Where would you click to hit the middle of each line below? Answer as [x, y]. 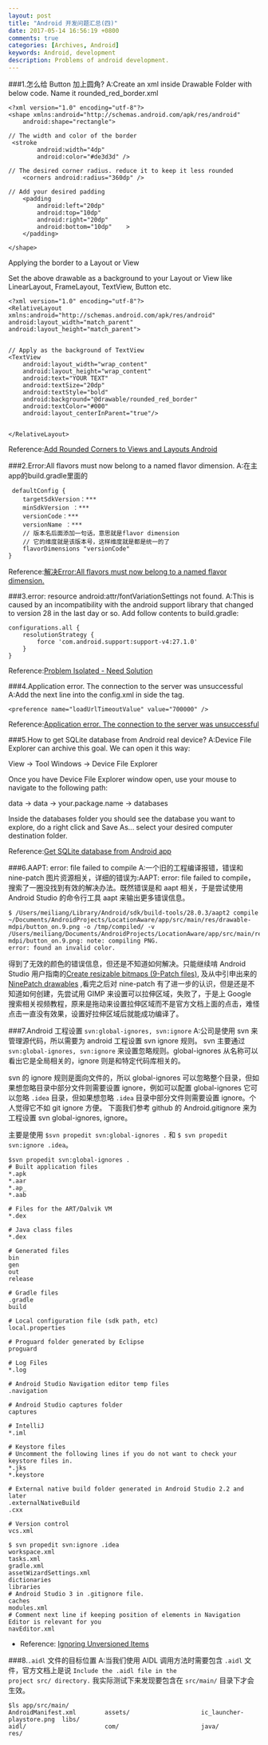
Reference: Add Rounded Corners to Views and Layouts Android [113, 449]
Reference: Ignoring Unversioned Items [84, 1643]
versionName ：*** [52, 525]
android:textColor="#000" [66, 406]
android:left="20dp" [71, 206]
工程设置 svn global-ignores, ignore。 [70, 1118]
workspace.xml [32, 1552]
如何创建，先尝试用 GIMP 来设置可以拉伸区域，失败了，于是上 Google [136, 994]
